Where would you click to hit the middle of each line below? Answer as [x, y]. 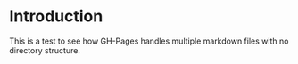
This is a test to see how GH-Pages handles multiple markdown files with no [149, 41]
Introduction [56, 16]
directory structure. [45, 50]
